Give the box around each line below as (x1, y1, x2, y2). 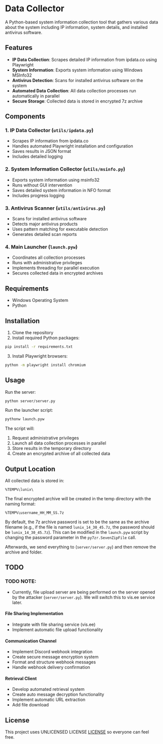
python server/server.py (5, 399, 55, 404)
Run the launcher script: (5, 407, 54, 413)
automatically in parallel (12, 93, 60, 99)
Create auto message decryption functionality (12, 692, 105, 698)
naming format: (5, 501, 36, 507)
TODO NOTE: (5, 578, 36, 585)
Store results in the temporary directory (12, 446, 91, 451)
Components (5, 112, 45, 121)
